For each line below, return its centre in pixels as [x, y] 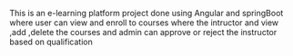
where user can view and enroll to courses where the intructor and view [144, 23]
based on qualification [51, 42]
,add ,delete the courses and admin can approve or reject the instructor [143, 32]
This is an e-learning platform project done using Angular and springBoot [146, 13]
